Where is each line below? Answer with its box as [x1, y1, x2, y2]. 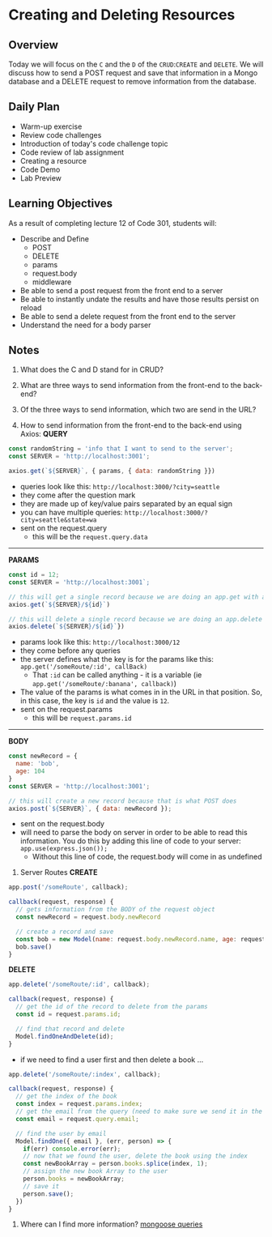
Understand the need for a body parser [19, 320, 151, 330]
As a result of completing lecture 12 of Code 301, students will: [8, 218, 217, 228]
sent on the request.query [19, 523, 108, 533]
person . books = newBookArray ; [23, 1175, 125, 1184]
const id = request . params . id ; [15, 1010, 121, 1018]
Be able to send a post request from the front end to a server [19, 285, 223, 295]
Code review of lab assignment [19, 147, 125, 157]
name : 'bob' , [15, 760, 60, 768]
